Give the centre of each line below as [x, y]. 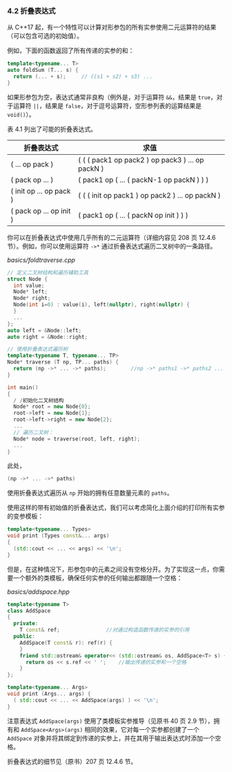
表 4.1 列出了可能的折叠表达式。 [52, 129]
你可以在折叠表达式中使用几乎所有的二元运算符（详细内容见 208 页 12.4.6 [112, 237]
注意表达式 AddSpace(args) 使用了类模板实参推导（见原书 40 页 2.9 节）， [110, 721]
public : [25, 637]
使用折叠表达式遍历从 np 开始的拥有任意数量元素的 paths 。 [90, 493]
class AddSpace [29, 611]
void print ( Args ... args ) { [49, 694]
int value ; [29, 285]
